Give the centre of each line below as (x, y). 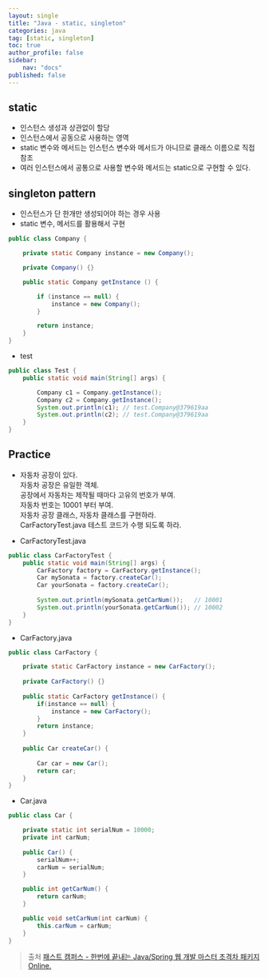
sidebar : (23, 61)
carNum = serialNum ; (71, 867)
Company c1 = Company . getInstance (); (99, 393)
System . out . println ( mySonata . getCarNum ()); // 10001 (130, 601)
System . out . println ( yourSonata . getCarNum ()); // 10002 (130, 607)
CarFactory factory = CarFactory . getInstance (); (119, 570)
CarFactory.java (46, 637)
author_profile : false (46, 53)
